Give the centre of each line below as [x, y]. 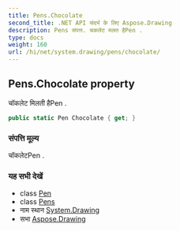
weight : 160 [28, 45]
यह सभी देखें [26, 176]
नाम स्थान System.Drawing [60, 211]
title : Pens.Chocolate [45, 15]
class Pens [37, 202]
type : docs [26, 37]
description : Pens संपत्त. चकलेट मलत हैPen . [76, 30]
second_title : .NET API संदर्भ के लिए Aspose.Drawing [90, 23]
